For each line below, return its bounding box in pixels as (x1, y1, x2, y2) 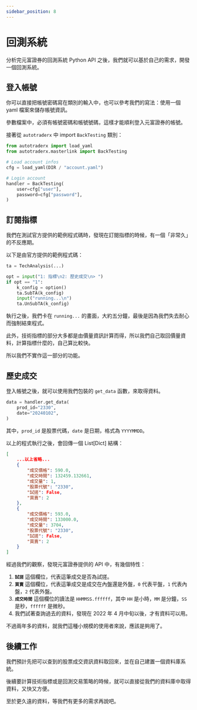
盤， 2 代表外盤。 (14, 588, 55, 595)
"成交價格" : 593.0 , (27, 512, 72, 517)
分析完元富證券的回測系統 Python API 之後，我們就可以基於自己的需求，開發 (6, 56, 190, 63)
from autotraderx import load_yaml (6, 143, 93, 149)
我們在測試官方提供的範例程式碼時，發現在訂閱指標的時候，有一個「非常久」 (6, 231, 191, 238)
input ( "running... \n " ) (16, 295, 72, 301)
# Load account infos (6, 159, 59, 165)
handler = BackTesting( (6, 180, 64, 187)
